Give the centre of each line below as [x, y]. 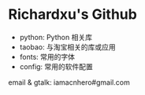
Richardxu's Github [73, 15]
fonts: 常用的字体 [47, 57]
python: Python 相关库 [56, 37]
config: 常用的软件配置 [56, 66]
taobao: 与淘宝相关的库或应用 [67, 47]
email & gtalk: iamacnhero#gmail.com [69, 82]
